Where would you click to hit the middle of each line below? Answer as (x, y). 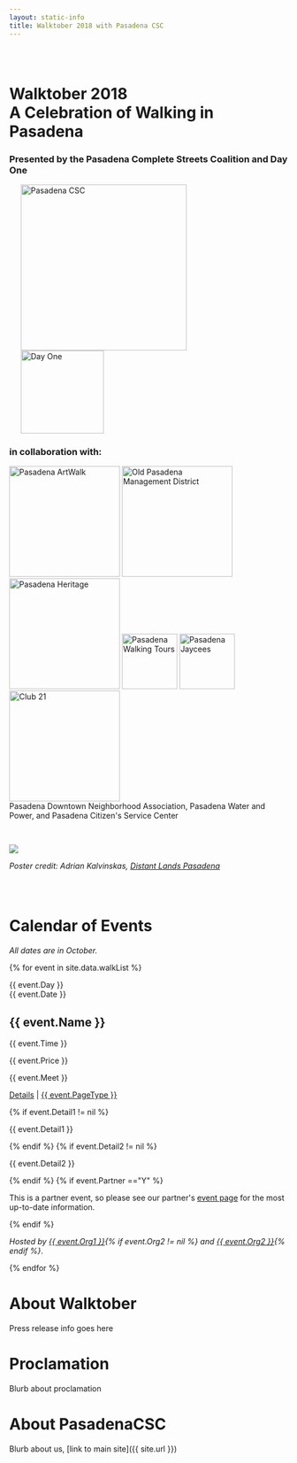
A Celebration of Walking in (112, 112)
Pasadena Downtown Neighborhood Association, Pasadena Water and (137, 806)
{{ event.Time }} (38, 1043)
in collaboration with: (56, 451)
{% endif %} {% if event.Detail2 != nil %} (83, 1146)
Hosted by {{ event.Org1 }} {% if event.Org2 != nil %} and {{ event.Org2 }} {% (147, 1242)
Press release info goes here (61, 1328)
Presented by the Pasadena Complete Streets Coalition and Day (148, 158)
